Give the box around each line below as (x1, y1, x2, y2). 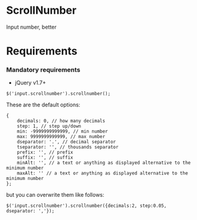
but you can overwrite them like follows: (6, 191, 104, 198)
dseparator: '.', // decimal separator (17, 139, 116, 145)
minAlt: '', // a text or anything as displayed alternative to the (17, 160, 191, 166)
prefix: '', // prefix (17, 149, 73, 155)
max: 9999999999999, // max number (17, 134, 106, 140)
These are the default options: (6, 101, 81, 108)
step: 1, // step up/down (17, 123, 82, 129)
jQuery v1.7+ (14, 79, 47, 87)
